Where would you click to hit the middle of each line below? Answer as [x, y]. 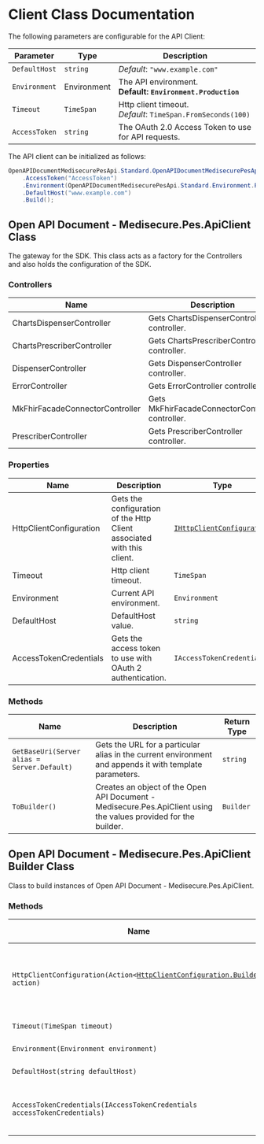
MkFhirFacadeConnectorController [77, 409]
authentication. [139, 677]
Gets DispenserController [195, 364]
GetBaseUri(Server [46, 752]
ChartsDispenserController [62, 323]
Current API [133, 593]
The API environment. [158, 82]
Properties [29, 465]
